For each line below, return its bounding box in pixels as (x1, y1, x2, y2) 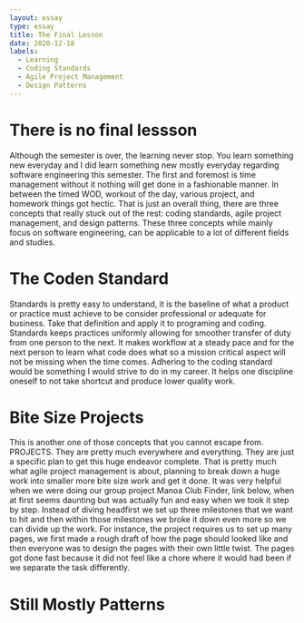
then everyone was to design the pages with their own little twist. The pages (9, 543, 295, 554)
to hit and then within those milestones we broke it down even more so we (9, 514, 287, 525)
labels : (9, 47, 39, 56)
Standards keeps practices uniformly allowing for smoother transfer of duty (9, 327, 292, 338)
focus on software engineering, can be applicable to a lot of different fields (9, 227, 289, 238)
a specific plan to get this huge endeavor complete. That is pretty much (9, 456, 277, 467)
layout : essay (9, 13, 64, 23)
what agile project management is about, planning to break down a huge (9, 466, 280, 477)
